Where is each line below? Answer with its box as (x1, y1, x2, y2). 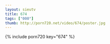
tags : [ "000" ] (5, 16, 34, 21)
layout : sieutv (5, 7, 36, 12)
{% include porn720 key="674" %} (5, 34, 75, 40)
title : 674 (5, 12, 27, 16)
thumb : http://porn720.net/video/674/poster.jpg (5, 20, 106, 26)
